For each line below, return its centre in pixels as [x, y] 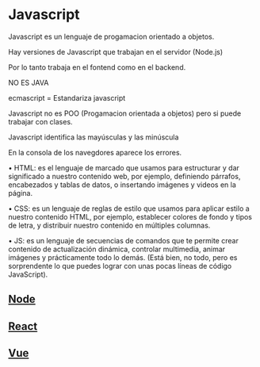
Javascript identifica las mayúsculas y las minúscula [94, 137]
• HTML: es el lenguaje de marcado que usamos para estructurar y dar [124, 167]
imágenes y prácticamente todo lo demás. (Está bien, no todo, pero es [123, 257]
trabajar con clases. [40, 121]
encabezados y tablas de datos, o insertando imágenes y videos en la [122, 185]
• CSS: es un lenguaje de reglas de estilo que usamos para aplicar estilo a [129, 208]
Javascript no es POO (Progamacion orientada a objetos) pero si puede [125, 113]
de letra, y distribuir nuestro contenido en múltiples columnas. [109, 225]
